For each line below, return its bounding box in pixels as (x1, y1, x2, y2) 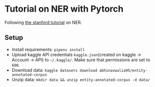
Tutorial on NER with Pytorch (4, 3, 124, 15)
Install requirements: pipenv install (11, 46, 85, 52)
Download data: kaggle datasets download (11, 67, 97, 73)
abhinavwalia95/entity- (99, 68, 148, 73)
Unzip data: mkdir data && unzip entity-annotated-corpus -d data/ (11, 76, 150, 82)
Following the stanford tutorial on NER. (4, 19, 82, 25)
